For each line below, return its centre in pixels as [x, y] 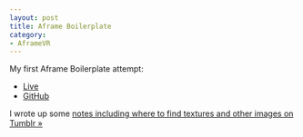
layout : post [34, 18]
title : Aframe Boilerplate [61, 26]
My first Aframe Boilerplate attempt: [76, 69]
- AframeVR [30, 43]
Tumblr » [26, 123]
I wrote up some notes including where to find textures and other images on [151, 113]
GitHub [36, 96]
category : [28, 34]
